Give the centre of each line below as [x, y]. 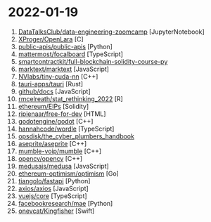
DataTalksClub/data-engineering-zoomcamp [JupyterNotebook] [111, 32]
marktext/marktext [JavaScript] [64, 69]
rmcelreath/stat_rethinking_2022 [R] [71, 98]
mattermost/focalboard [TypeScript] [71, 54]
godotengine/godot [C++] [56, 121]
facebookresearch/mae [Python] [65, 203]
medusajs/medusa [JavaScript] [64, 166]
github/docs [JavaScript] [54, 91]
